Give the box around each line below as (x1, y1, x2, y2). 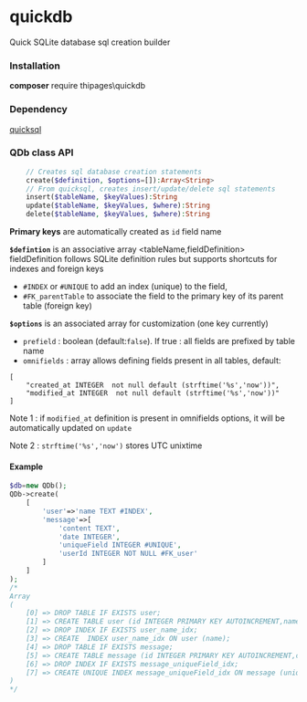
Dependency (9, 103, 69, 116)
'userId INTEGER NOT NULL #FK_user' (58, 550, 198, 559)
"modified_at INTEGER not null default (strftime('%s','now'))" (26, 389, 281, 398)
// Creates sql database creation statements (26, 167, 203, 176)
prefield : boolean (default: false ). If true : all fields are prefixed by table (22, 336, 295, 347)
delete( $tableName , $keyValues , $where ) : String (26, 210, 210, 219)
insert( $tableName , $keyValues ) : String (26, 193, 178, 202)
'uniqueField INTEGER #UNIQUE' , (58, 540, 182, 550)
